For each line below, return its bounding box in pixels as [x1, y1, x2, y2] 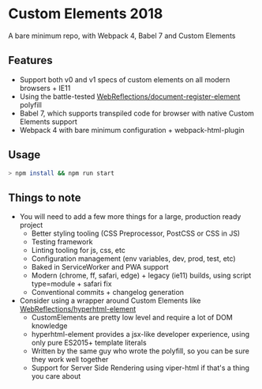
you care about [31, 372, 81, 381]
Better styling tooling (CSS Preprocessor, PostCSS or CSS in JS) [31, 228, 241, 238]
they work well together [31, 355, 109, 364]
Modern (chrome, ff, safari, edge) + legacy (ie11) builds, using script [31, 270, 252, 281]
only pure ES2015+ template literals [31, 338, 148, 348]
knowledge [31, 321, 69, 330]
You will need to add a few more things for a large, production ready [19, 212, 241, 221]
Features [8, 54, 53, 67]
